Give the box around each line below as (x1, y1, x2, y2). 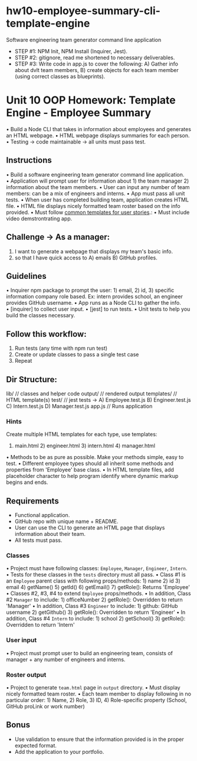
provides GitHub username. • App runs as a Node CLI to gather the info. (6, 300, 181, 307)
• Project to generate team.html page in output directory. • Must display (6, 684, 181, 691)
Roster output (6, 671, 47, 679)
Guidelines (6, 271, 47, 281)
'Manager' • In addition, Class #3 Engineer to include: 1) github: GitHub (6, 603, 178, 610)
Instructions (6, 155, 52, 165)
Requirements (6, 496, 59, 506)
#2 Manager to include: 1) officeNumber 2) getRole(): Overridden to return (6, 596, 183, 603)
